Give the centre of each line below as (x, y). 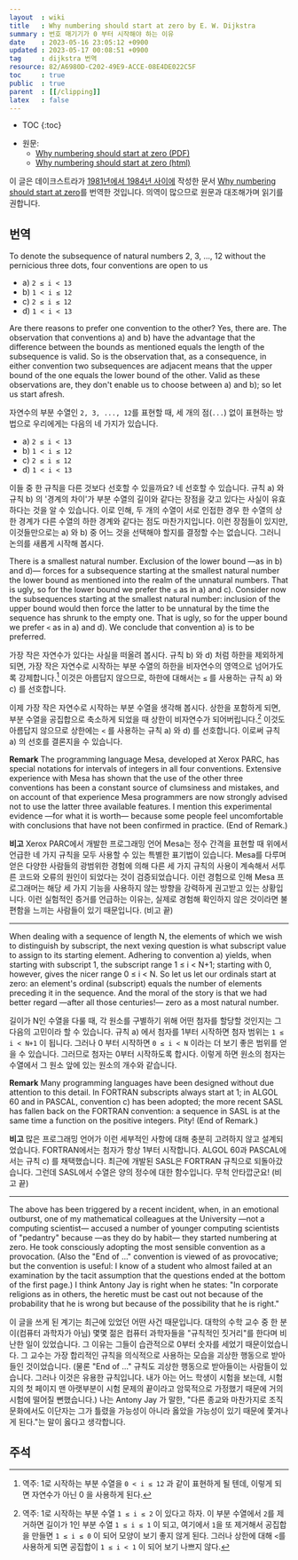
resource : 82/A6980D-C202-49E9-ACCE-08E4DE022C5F (103, 67)
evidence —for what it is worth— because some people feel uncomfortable (146, 816)
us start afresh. (37, 394)
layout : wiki (37, 17)
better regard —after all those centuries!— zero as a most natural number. (144, 1002)
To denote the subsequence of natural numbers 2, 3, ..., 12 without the (137, 256)
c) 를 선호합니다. (38, 688)
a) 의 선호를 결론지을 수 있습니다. (66, 741)
